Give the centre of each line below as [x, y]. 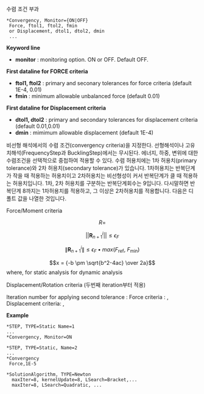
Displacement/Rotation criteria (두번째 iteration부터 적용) [76, 284]
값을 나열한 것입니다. [42, 199]
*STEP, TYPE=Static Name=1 [40, 326]
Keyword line [23, 48]
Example [18, 315]
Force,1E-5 [23, 364]
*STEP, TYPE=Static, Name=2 [42, 348]
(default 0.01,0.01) [37, 126]
